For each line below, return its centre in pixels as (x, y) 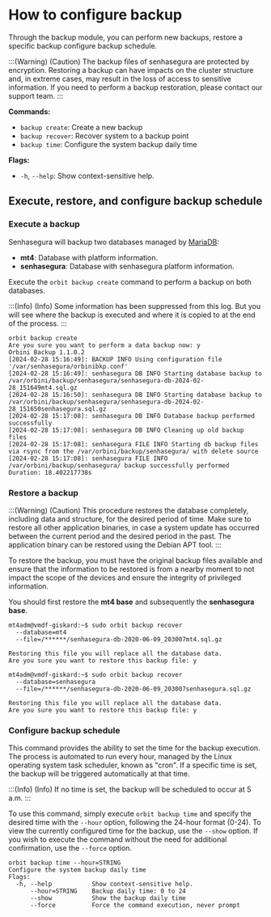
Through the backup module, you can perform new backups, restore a (125, 37)
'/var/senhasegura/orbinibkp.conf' (68, 366)
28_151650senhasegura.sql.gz (57, 409)
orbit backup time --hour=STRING (65, 863)
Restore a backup (44, 492)
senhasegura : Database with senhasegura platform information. (127, 266)
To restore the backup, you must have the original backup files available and (135, 560)
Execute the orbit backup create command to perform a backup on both (130, 281)
